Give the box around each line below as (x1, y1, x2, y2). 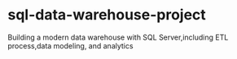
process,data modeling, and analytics (7, 40, 134, 50)
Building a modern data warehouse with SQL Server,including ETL (7, 32, 229, 42)
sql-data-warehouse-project (7, 6, 207, 24)
